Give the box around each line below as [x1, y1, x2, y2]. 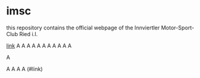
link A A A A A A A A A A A [6, 42, 72, 49]
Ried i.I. [19, 30, 38, 37]
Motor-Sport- [161, 24, 195, 31]
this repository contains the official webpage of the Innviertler [6, 24, 160, 31]
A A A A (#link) [6, 65, 44, 73]
